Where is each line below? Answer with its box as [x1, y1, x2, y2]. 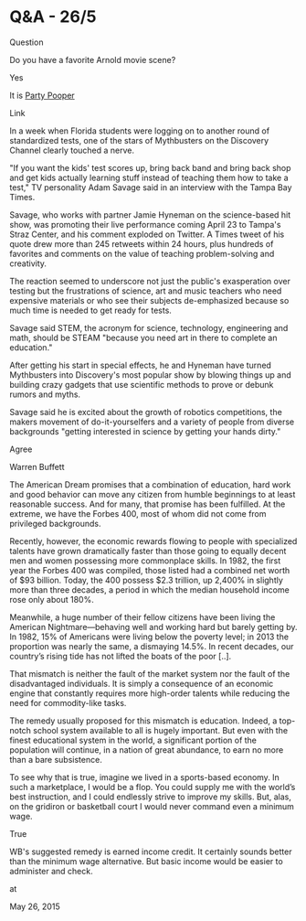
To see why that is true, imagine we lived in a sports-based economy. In [9, 771, 280, 783]
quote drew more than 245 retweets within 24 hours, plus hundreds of [9, 238, 274, 249]
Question [9, 37, 44, 48]
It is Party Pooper [9, 90, 75, 101]
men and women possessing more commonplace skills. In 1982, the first [9, 555, 281, 566]
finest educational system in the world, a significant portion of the [9, 734, 258, 745]
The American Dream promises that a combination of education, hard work [9, 478, 291, 490]
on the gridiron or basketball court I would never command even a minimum [9, 800, 295, 811]
